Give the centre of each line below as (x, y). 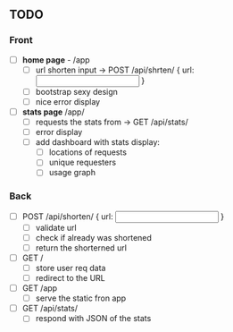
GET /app (40, 288)
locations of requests (88, 152)
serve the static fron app (81, 298)
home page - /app (56, 60)
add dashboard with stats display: (98, 142)
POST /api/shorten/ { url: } (123, 216)
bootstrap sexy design (77, 91)
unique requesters (83, 162)
